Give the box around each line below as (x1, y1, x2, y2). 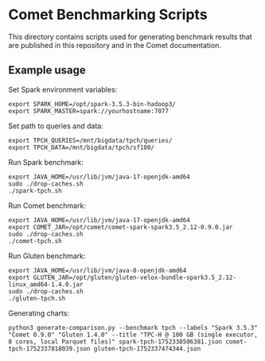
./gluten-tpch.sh (8, 294, 66, 302)
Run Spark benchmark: (8, 157, 84, 167)
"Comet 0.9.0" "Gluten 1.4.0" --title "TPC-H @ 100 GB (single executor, (8, 331, 259, 339)
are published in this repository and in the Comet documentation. (8, 40, 221, 49)
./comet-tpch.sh (8, 237, 62, 245)
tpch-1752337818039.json (8, 344, 91, 352)
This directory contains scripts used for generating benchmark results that (8, 32, 252, 41)
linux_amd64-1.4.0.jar (8, 281, 84, 288)
